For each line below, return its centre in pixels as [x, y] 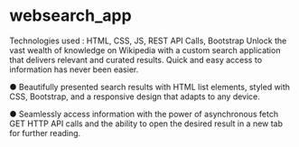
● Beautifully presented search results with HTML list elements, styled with [150, 87]
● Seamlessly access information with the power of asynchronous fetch [144, 114]
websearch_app [71, 16]
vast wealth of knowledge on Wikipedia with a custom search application [145, 50]
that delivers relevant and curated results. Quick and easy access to [136, 60]
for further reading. [45, 133]
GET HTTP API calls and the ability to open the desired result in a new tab [146, 124]
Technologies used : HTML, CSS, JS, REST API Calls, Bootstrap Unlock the [148, 41]
